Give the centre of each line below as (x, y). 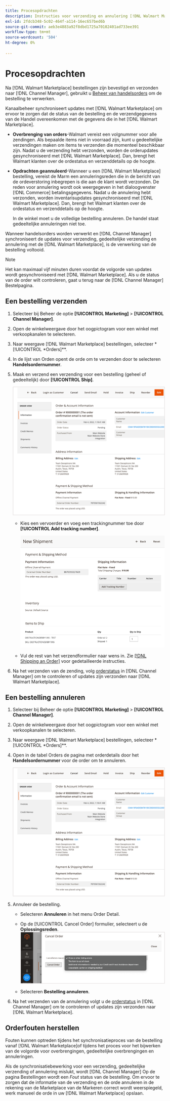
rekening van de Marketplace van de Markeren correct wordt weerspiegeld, (84, 1087)
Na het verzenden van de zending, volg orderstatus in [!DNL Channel (84, 671)
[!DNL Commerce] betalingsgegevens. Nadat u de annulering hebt (81, 192)
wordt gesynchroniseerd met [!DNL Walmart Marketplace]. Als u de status (82, 274)
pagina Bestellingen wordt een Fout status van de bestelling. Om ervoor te (82, 1077)
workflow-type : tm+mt (28, 32)
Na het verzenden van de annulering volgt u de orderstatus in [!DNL (83, 1001)
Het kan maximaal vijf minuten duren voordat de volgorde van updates (78, 269)
